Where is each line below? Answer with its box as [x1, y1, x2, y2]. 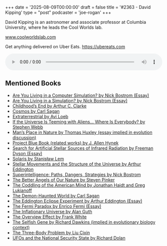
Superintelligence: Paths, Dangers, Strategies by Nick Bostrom [12, 171, 141, 177]
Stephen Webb [12, 124, 43, 130]
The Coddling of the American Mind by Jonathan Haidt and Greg [12, 182, 146, 188]
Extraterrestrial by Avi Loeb [12, 113, 69, 119]
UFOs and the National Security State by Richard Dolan [12, 235, 126, 241]
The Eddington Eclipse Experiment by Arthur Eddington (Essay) [12, 198, 143, 204]
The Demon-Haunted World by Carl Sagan [12, 192, 100, 198]
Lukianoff [12, 187, 32, 193]
